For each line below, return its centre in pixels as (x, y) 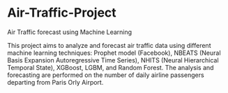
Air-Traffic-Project (62, 13)
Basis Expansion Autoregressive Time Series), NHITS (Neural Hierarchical (113, 60)
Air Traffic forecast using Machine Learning (70, 32)
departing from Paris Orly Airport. (55, 82)
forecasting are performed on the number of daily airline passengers (106, 75)
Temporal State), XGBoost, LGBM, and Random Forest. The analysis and (111, 67)
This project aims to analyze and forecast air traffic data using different (109, 45)
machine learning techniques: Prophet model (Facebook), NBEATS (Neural (114, 53)
